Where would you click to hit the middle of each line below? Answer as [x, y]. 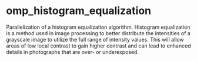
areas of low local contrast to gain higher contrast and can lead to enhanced [98, 46]
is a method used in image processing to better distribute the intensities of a [98, 33]
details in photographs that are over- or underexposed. [73, 52]
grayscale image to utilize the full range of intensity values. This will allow [95, 39]
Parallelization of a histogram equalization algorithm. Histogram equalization [98, 27]
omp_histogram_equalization [79, 11]
